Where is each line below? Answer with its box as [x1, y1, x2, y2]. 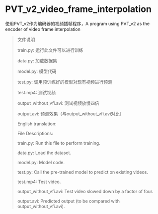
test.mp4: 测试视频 [17, 89, 56, 95]
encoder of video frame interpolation [5, 26, 80, 32]
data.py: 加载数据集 [17, 57, 57, 63]
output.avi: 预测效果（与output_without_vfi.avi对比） [17, 111, 124, 117]
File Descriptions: [17, 130, 54, 136]
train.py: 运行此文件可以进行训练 [17, 47, 83, 53]
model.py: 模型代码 [17, 68, 57, 74]
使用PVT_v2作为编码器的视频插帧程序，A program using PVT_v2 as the [5, 20, 150, 26]
